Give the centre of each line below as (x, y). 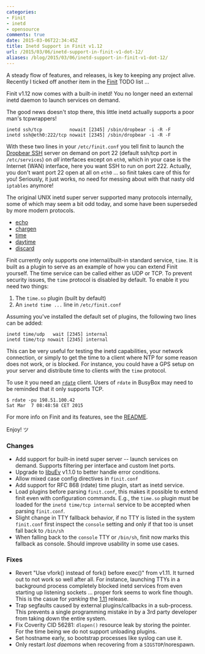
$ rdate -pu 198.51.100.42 (41, 400)
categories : (21, 12)
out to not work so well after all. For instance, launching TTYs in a (98, 579)
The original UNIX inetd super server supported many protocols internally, (99, 197)
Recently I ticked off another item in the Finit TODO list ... (78, 82)
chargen (26, 229)
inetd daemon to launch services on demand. (63, 100)
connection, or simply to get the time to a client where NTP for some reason (102, 357)
